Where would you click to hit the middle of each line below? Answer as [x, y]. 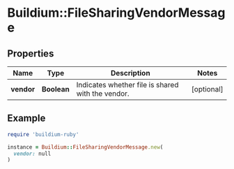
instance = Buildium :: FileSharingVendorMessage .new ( [85, 147]
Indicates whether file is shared [127, 85]
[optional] [207, 89]
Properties [31, 53]
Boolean [55, 89]
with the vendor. [103, 94]
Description [131, 73]
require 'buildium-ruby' [43, 134]
